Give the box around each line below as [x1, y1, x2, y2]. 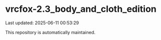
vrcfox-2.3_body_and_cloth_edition [5, 3, 157, 15]
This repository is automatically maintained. [5, 29, 96, 35]
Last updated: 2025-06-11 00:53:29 [5, 20, 79, 26]
